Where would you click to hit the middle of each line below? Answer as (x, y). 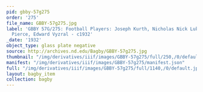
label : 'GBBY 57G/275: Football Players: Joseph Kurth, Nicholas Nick (97, 29)
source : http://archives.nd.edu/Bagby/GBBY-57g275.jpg (77, 51)
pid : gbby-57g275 (28, 12)
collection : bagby (29, 79)
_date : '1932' (24, 40)
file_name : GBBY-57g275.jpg (42, 23)
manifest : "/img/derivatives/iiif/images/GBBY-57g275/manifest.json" (96, 62)
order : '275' (23, 18)
